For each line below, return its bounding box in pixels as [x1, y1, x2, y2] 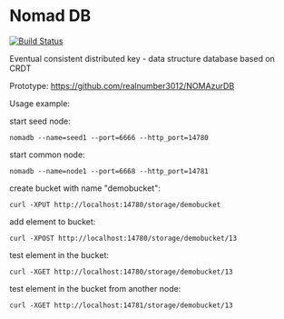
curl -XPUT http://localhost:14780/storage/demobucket [9, 200, 221, 209]
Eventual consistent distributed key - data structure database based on [9, 53, 275, 64]
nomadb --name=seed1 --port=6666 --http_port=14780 [9, 133, 209, 142]
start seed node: [9, 115, 71, 126]
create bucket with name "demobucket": [9, 183, 161, 194]
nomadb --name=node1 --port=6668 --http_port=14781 [9, 166, 209, 175]
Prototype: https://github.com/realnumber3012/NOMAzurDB [9, 80, 235, 91]
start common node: [9, 149, 85, 160]
